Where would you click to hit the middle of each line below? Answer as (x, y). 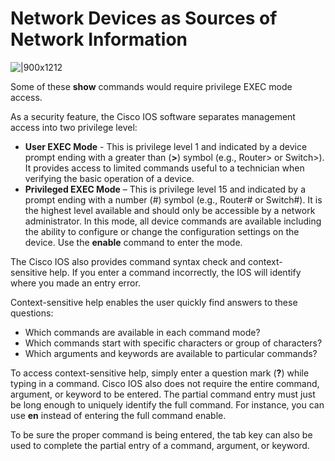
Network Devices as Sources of (144, 18)
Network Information (99, 39)
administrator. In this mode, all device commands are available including (173, 221)
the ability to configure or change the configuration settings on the (162, 231)
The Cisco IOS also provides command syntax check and (128, 261)
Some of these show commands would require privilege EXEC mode (151, 86)
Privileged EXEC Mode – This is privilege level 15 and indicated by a (165, 189)
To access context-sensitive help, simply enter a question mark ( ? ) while (160, 373)
